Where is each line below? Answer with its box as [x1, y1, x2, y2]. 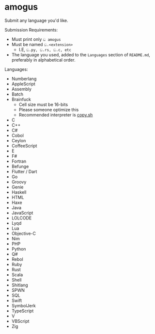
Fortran [11, 158, 27, 164]
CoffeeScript [11, 143, 37, 149]
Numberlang [11, 76, 37, 82]
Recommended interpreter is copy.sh [18, 112, 93, 117]
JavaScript [11, 210, 33, 216]
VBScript [11, 318, 30, 324]
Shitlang [11, 282, 29, 288]
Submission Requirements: [4, 27, 58, 33]
